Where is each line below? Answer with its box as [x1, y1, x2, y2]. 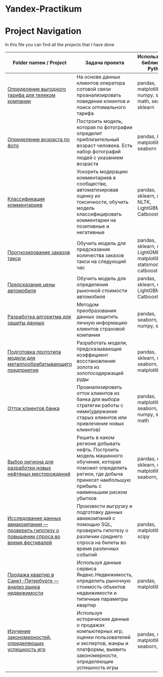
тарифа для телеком [7, 92, 56, 99]
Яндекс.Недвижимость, [77, 572, 133, 578]
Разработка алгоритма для [7, 313, 71, 320]
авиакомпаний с [77, 515, 115, 522]
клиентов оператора [77, 80, 125, 86]
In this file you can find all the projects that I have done [5, 42, 115, 48]
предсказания [77, 246, 110, 253]
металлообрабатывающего [7, 361, 72, 368]
